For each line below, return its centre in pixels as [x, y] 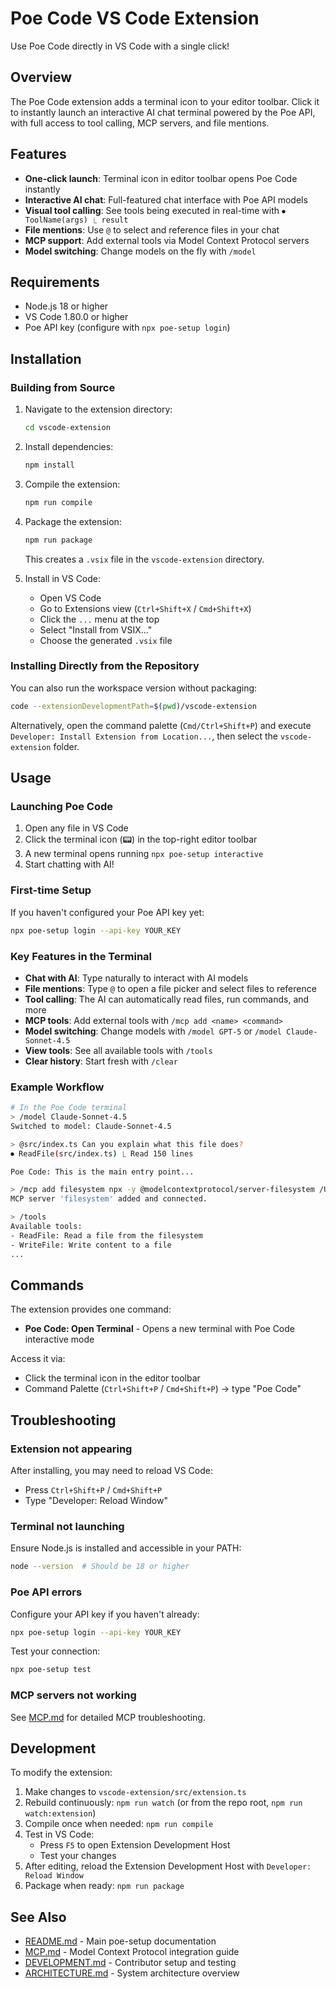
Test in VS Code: [59, 1834]
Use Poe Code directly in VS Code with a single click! [120, 46]
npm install [49, 465]
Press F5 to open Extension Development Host [135, 1845]
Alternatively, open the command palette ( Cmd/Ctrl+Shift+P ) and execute [161, 725]
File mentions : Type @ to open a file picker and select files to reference [170, 988]
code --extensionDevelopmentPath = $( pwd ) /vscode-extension [133, 706]
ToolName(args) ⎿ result [76, 220]
